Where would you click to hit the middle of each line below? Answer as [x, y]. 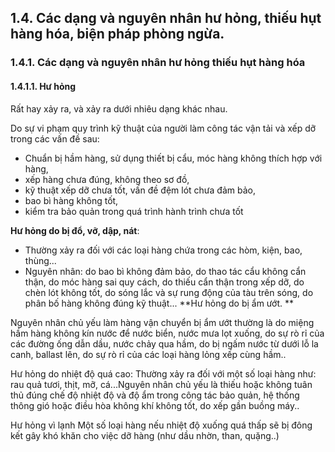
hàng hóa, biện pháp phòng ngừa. [117, 34]
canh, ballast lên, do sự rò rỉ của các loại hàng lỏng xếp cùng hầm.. [148, 354]
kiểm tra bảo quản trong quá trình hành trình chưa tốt [134, 211]
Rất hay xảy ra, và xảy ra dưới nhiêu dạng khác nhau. [119, 108]
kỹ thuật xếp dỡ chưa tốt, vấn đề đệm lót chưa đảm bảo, [140, 190]
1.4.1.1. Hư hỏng [43, 86]
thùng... [40, 260]
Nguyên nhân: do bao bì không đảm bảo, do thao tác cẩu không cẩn [165, 271]
